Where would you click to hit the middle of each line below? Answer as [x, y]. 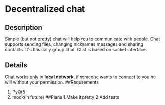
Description [24, 27]
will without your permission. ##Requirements [52, 82]
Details [16, 65]
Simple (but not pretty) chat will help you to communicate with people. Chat [82, 39]
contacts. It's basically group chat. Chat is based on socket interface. [76, 50]
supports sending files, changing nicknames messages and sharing [74, 44]
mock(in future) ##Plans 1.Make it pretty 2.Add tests [66, 97]
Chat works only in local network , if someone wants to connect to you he [80, 77]
